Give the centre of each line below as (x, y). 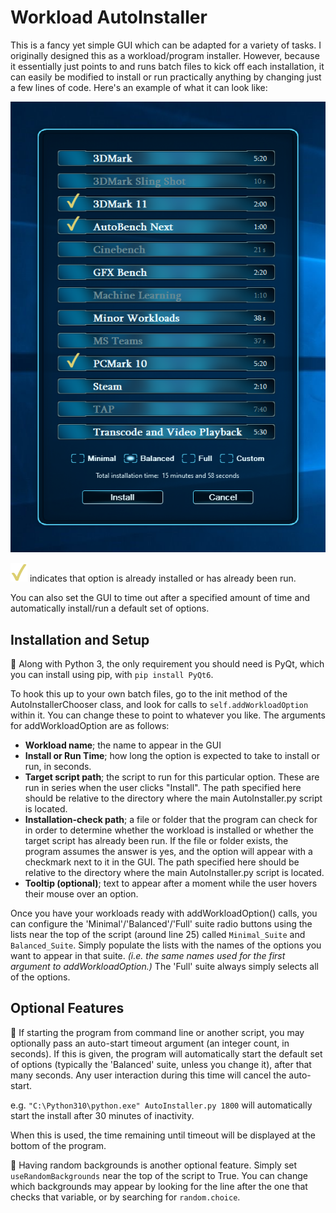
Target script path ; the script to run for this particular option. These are (172, 777)
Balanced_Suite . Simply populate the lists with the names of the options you (166, 945)
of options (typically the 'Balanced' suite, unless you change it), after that (161, 1064)
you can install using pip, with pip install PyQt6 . (112, 674)
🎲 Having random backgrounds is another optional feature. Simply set (154, 1165)
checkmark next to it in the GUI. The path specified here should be (162, 862)
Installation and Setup (80, 639)
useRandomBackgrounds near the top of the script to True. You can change (159, 1175)
